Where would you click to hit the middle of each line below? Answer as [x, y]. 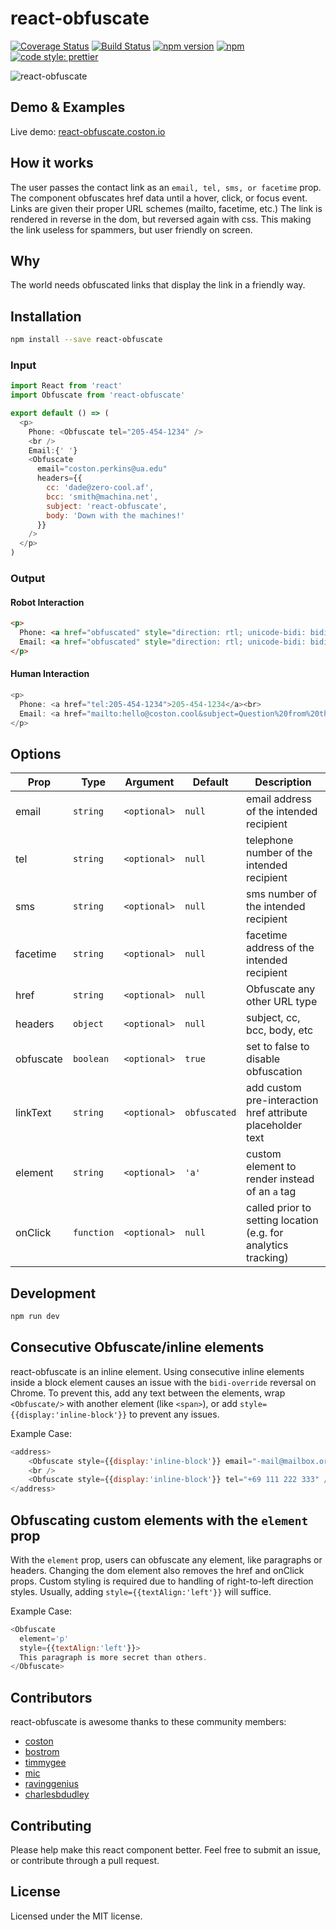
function [93, 1233]
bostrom [42, 1752]
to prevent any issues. [174, 1414]
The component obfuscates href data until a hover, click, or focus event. [159, 198]
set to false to [278, 1047]
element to [271, 1167]
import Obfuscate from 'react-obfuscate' [98, 395]
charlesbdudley [57, 1794]
